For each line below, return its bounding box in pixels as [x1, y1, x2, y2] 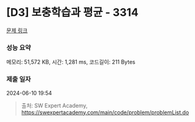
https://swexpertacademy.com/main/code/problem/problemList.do [21, 109, 190, 116]
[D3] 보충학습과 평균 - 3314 [6, 5, 139, 19]
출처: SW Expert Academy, [21, 101, 88, 109]
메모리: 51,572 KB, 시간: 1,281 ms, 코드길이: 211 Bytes [6, 58, 136, 66]
